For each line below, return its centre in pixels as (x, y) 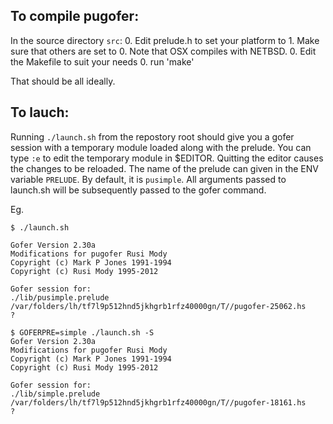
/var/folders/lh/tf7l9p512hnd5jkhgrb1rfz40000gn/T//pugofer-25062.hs (158, 306)
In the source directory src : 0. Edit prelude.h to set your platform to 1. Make (165, 40)
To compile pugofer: (75, 16)
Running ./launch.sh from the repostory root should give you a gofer (152, 136)
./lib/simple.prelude (55, 394)
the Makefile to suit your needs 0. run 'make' (102, 61)
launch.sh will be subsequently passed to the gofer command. (138, 190)
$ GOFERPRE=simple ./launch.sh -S (82, 332)
